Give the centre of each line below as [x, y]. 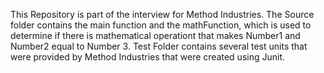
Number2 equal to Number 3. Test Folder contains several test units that [159, 46]
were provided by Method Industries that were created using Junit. [148, 57]
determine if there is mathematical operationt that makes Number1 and [155, 35]
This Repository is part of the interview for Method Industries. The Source [162, 14]
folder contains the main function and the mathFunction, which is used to [161, 25]
